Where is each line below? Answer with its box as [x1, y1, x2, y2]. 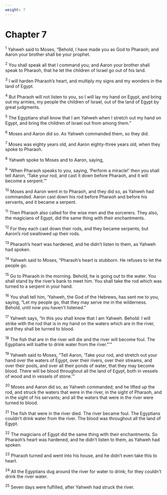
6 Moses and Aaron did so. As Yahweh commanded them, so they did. [5, 129, 149, 136]
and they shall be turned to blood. [5, 326, 75, 332]
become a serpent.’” [5, 178, 47, 184]
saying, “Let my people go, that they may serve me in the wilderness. [5, 299, 147, 305]
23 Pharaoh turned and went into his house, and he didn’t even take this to [5, 452, 158, 459]
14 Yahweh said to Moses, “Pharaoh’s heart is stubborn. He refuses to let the [5, 256, 162, 263]
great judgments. [5, 104, 40, 110]
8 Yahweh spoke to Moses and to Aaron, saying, [5, 156, 104, 163]
